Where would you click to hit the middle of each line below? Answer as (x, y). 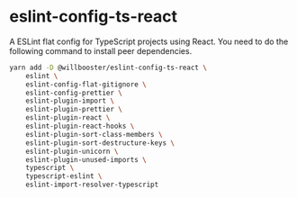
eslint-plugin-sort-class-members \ (94, 134)
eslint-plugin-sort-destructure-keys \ (100, 143)
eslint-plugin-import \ (70, 101)
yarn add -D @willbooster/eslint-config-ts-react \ (108, 67)
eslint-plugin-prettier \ (74, 110)
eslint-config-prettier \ (74, 93)
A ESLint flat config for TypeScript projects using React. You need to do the (149, 41)
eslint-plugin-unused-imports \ (86, 159)
